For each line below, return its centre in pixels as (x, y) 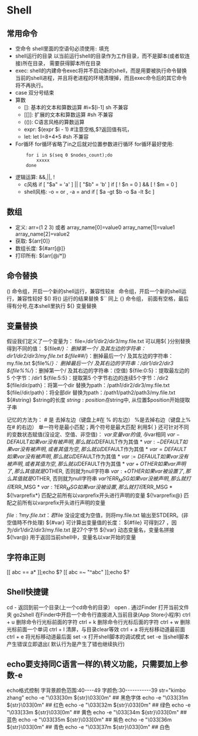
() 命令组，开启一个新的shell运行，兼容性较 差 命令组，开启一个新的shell (94, 291)
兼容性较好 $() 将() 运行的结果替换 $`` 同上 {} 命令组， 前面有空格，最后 (103, 298)
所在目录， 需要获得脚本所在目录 (62, 63)
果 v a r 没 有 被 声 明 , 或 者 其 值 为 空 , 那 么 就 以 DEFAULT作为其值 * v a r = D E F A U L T (97, 449)
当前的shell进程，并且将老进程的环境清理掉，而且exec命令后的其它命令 (101, 78)
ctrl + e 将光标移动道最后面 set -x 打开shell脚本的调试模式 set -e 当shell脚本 (98, 636)
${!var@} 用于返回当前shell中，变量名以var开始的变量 (71, 537)
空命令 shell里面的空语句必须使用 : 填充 (62, 48)
